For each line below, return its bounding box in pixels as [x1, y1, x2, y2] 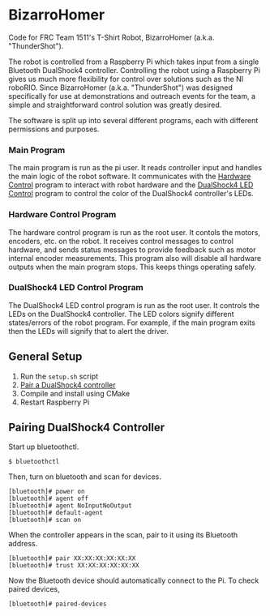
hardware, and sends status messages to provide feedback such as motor [8, 245, 256, 255]
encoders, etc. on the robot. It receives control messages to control [8, 236, 234, 246]
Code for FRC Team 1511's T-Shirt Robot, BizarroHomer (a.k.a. [8, 32, 215, 42]
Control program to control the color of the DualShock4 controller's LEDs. [8, 189, 254, 199]
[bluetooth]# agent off [8, 494, 89, 503]
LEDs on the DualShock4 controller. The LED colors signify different [8, 309, 234, 319]
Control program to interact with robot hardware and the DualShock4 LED [8, 180, 254, 190]
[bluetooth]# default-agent [8, 509, 104, 517]
